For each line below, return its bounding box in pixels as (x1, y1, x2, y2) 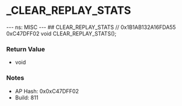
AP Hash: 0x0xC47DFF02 (14, 87, 80, 95)
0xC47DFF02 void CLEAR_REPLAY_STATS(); (6, 30, 117, 37)
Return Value (6, 45, 45, 53)
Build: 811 (14, 94, 39, 101)
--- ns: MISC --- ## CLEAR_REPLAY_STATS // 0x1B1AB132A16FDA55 (6, 23, 176, 31)
